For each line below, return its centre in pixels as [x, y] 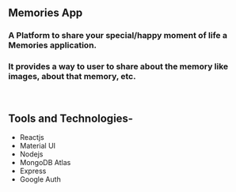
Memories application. [53, 45]
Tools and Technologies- [70, 119]
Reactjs [32, 137]
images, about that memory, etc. [72, 77]
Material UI [38, 146]
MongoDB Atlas [45, 163]
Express [33, 171]
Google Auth [40, 179]
